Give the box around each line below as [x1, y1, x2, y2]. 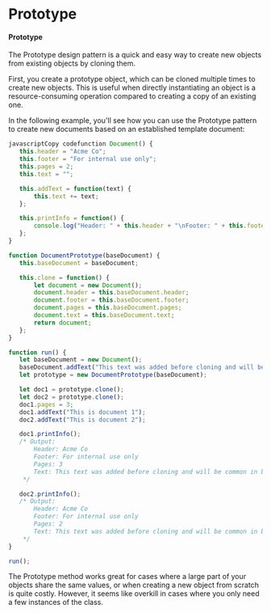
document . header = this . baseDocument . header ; [33, 289, 190, 297]
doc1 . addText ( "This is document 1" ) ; [19, 408, 147, 416]
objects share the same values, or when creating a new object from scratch [8, 580, 260, 590]
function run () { [8, 349, 67, 357]
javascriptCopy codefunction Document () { [8, 140, 153, 148]
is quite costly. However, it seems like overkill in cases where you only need [8, 589, 260, 598]
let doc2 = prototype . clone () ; [19, 393, 125, 401]
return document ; [33, 319, 92, 327]
